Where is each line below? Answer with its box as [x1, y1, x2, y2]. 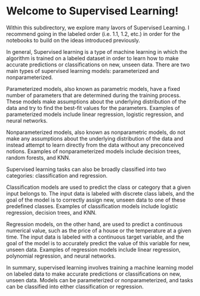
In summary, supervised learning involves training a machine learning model [6, 264, 194, 271]
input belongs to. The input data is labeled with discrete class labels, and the [6, 190, 195, 197]
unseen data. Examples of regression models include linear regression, [6, 246, 181, 253]
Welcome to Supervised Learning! [6, 4, 179, 18]
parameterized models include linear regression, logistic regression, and [6, 111, 184, 118]
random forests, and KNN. [6, 154, 70, 161]
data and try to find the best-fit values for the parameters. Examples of [6, 104, 180, 111]
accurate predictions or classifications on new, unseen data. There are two [6, 61, 190, 68]
